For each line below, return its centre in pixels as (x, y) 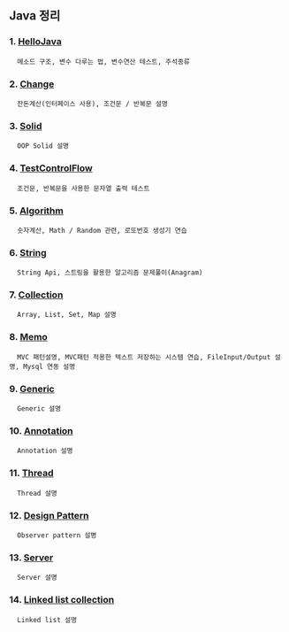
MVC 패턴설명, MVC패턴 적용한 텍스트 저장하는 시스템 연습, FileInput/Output (144, 357)
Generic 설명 (39, 409)
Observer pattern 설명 (57, 535)
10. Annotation (41, 430)
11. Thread (32, 474)
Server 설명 (37, 578)
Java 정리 (35, 16)
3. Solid (26, 126)
